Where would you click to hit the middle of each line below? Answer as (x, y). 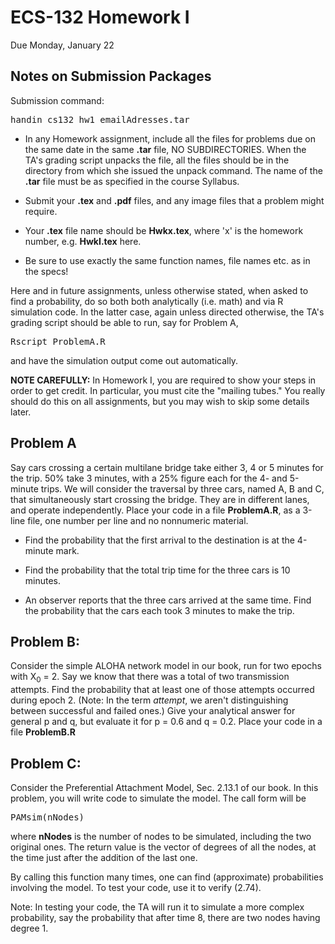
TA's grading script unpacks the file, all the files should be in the (157, 160)
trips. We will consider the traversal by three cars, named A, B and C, (182, 488)
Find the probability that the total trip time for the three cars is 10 (157, 570)
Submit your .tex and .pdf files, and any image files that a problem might (174, 200)
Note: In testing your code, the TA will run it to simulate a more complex (157, 907)
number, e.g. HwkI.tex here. (83, 241)
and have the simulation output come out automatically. (124, 360)
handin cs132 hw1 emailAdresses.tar (100, 119)
